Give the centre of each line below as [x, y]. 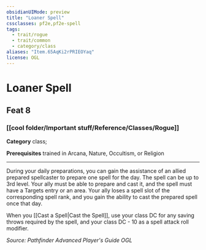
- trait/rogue [30, 35]
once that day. [25, 203]
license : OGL [23, 58]
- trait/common [31, 40]
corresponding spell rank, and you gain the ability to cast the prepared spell [102, 197]
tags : [13, 29]
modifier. [17, 228]
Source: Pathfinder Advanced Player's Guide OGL [70, 240]
